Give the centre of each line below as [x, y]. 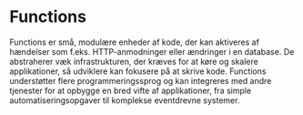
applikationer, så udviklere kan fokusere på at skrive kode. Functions [138, 71]
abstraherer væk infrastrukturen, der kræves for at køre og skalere [134, 61]
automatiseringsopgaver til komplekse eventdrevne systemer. [125, 100]
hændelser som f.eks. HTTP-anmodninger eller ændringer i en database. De [152, 51]
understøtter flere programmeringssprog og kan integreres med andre [141, 80]
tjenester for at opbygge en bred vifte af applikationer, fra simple [131, 90]
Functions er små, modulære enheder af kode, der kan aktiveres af [134, 42]
